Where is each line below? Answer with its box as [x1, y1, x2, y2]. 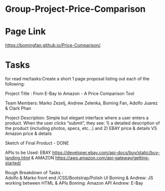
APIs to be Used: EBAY [5, 150, 52, 156]
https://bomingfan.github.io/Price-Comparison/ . [5, 42, 102, 48]
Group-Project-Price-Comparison [5, 3, 146, 15]
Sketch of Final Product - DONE [5, 140, 69, 146]
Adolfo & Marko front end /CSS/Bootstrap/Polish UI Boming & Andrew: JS [5, 175, 154, 181]
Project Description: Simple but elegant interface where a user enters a [5, 115, 149, 121]
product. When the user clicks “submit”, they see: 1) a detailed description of [5, 120, 160, 126]
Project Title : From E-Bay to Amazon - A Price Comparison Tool [5, 91, 135, 96]
